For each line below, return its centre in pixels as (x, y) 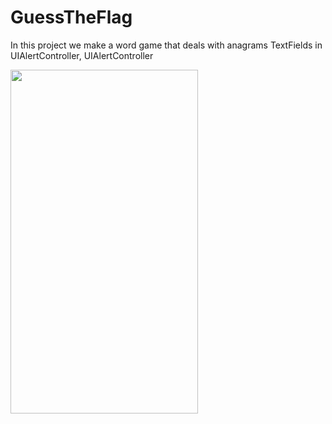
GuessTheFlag (71, 17)
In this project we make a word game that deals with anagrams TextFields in (166, 45)
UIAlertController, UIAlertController (82, 55)
